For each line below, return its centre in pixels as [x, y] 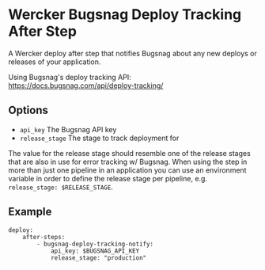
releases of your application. [55, 62]
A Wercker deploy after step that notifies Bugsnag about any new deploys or [132, 53]
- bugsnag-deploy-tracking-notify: [95, 244]
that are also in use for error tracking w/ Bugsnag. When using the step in [128, 162]
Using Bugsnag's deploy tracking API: [70, 77]
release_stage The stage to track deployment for [99, 138]
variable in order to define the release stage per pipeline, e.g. [108, 178]
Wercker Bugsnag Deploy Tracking [125, 15]
